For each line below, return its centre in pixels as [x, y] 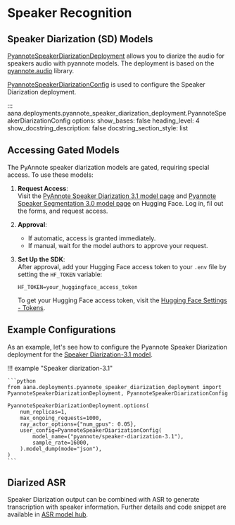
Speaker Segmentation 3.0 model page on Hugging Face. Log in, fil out [120, 203]
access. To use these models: [50, 175]
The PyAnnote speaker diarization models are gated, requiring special [108, 167]
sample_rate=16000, [61, 443]
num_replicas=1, [44, 412]
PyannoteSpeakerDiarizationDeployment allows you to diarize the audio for [116, 56]
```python [22, 381]
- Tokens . [31, 307]
